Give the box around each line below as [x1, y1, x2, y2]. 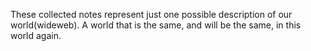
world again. [10, 30, 62, 41]
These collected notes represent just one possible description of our [10, 9, 293, 20]
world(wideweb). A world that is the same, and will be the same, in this [10, 19, 302, 31]
